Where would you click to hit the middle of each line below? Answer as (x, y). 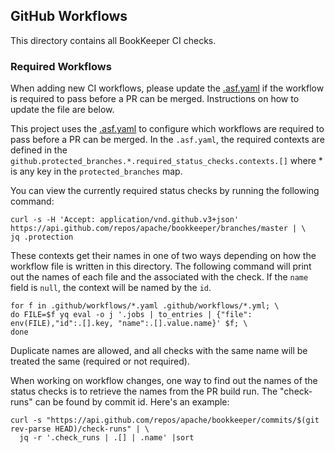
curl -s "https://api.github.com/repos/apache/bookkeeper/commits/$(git (165, 420)
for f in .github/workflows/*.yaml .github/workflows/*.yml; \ (145, 306)
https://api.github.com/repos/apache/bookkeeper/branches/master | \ (158, 229)
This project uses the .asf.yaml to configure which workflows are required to (167, 129)
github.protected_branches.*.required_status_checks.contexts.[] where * (166, 161)
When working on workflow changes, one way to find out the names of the (164, 381)
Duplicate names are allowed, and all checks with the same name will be (159, 351)
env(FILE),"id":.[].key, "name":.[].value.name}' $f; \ (129, 324)
